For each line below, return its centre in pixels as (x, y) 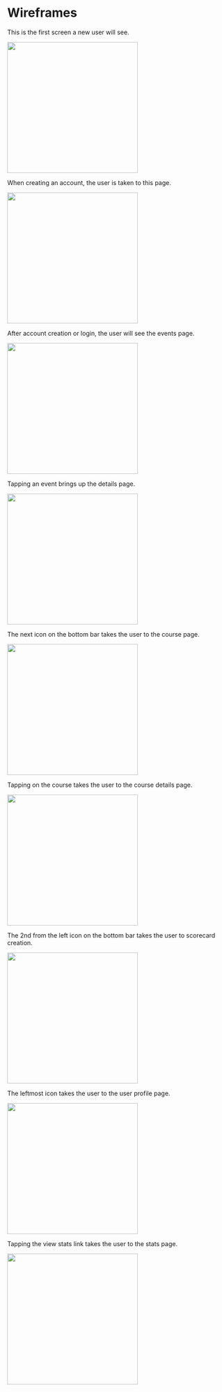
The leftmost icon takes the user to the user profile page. (89, 1093)
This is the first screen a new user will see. (69, 32)
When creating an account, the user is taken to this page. (89, 182)
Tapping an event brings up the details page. (71, 484)
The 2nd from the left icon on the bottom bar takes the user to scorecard (111, 935)
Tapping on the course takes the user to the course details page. (100, 785)
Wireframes (42, 13)
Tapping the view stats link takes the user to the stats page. (93, 1243)
